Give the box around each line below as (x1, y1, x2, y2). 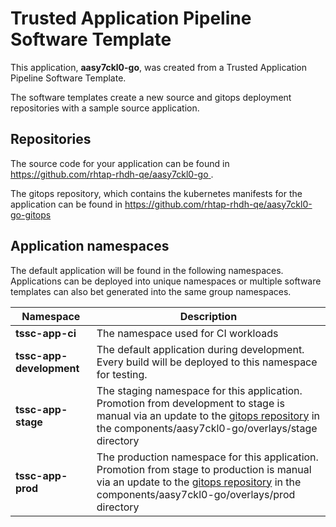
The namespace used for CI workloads (96, 326, 279, 340)
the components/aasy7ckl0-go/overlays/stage (96, 421, 318, 435)
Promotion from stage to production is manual (96, 462, 312, 476)
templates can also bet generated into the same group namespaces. (10, 285, 292, 297)
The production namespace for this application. (96, 450, 319, 464)
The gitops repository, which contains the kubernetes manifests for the (10, 187, 303, 199)
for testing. (96, 367, 148, 381)
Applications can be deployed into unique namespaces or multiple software (10, 275, 322, 287)
